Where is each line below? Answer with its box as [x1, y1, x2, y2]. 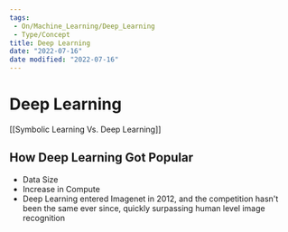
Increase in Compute [22, 183, 101, 194]
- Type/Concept [13, 30, 70, 39]
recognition [22, 212, 66, 223]
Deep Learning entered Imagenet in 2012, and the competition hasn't [22, 193, 279, 204]
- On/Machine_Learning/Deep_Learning [13, 22, 155, 31]
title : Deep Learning [9, 38, 91, 48]
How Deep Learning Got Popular [9, 150, 194, 165]
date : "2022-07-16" [9, 47, 83, 56]
